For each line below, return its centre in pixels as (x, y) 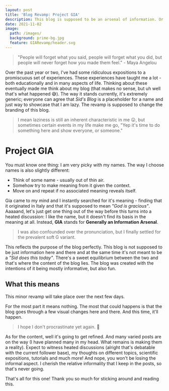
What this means (32, 284)
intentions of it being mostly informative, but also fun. (61, 268)
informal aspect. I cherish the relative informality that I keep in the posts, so (83, 363)
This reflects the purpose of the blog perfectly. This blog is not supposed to (84, 247)
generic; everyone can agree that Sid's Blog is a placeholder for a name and (84, 99)
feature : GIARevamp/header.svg (43, 43)
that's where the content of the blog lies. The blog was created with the (79, 263)
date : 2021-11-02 (23, 24)
